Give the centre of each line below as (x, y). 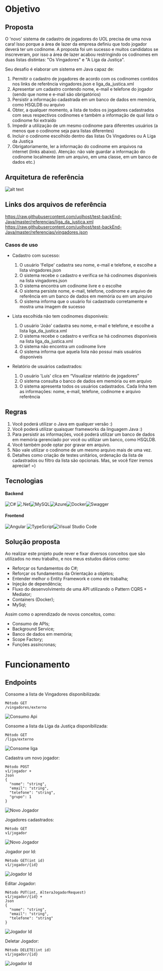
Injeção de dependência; (37, 584)
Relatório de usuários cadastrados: (47, 366)
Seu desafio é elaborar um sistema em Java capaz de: (60, 69)
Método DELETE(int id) (28, 950)
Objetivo (23, 9)
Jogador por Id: (21, 852)
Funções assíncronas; (34, 645)
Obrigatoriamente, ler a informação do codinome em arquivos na (77, 146)
